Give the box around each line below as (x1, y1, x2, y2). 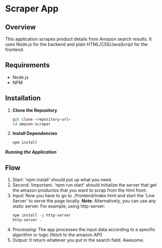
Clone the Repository (12, 107, 57, 113)
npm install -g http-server (12, 213, 71, 218)
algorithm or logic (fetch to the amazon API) (12, 232, 103, 238)
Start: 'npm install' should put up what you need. (12, 177, 112, 183)
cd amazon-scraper (12, 122, 51, 126)
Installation (5, 94, 41, 103)
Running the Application (5, 149, 57, 155)
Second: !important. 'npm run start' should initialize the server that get (12, 182, 157, 188)
